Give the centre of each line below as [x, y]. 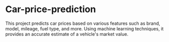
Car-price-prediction [51, 9]
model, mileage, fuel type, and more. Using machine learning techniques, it [84, 28]
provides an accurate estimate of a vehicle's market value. [67, 34]
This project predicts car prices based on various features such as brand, [83, 23]
